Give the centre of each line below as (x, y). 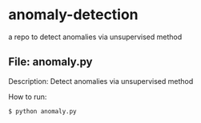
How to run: (28, 97)
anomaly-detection (73, 15)
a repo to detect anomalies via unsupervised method (95, 37)
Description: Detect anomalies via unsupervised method (101, 81)
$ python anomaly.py (43, 111)
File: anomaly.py (50, 62)
